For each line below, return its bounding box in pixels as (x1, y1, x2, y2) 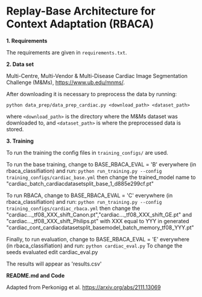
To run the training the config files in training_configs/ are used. (6, 149, 169, 156)
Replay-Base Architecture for (6, 4, 156, 18)
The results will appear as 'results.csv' (6, 260, 102, 267)
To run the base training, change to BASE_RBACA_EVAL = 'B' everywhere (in (6, 160, 197, 168)
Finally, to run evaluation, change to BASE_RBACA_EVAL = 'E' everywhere (6, 235, 190, 243)
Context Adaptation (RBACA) (6, 17, 154, 31)
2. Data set (6, 60, 34, 68)
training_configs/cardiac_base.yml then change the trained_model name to (6, 174, 196, 181)
